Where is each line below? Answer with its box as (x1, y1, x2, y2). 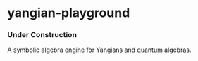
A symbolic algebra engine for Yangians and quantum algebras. (7, 46, 192, 54)
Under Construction (7, 30, 78, 40)
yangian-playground (7, 5, 130, 21)
